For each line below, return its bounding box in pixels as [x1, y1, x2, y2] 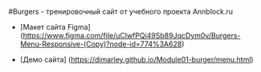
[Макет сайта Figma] [19, 22, 91, 31]
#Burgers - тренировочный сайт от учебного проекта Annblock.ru [8, 7, 233, 16]
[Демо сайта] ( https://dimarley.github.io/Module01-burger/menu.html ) [19, 55, 255, 64]
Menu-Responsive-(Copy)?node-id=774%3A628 [19, 39, 182, 49]
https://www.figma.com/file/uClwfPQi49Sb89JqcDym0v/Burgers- [22, 31, 241, 40]
